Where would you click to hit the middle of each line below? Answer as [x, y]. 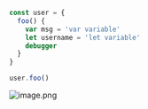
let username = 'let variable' [83, 37]
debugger [41, 46]
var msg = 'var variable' [73, 29]
